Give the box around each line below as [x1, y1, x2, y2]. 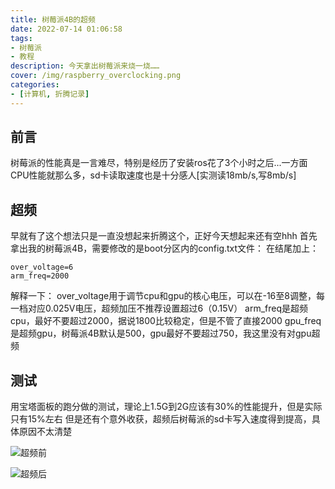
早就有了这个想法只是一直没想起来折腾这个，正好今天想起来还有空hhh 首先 [10, 230, 318, 242]
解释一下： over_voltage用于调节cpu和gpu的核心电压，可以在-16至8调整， [10, 290, 317, 302]
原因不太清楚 [18, 426, 72, 438]
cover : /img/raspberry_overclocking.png [10, 71, 182, 81]
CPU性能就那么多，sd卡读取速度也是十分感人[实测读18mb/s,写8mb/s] [10, 169, 297, 181]
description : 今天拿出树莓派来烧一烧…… [10, 61, 160, 71]
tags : [10, 33, 33, 43]
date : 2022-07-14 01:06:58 [10, 24, 123, 34]
